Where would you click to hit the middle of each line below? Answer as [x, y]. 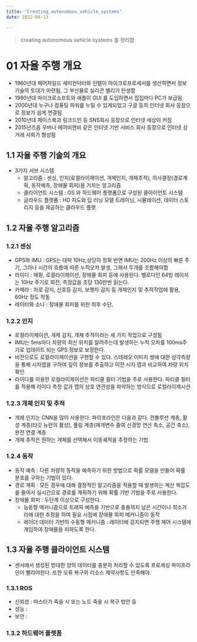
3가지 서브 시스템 [34, 171]
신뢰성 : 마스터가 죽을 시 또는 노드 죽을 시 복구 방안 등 [76, 601]
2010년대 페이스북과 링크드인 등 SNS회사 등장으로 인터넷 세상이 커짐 [93, 120]
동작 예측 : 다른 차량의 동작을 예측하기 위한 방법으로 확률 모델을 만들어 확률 [100, 470]
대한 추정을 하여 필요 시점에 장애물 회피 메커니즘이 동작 [97, 515]
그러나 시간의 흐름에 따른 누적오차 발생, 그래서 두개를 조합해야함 [96, 267]
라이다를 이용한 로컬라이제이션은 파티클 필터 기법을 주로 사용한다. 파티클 [97, 379]
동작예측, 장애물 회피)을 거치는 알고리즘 [76, 185]
